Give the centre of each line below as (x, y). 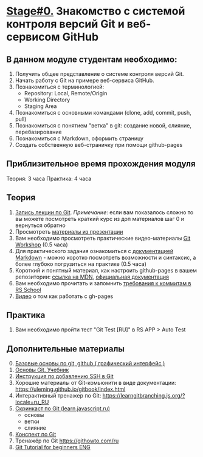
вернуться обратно (40, 225)
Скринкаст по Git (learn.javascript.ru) (63, 408)
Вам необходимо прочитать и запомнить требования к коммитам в (103, 283)
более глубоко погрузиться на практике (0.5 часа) (81, 264)
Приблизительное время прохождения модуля (101, 164)
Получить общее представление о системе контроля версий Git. (99, 74)
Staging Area (40, 106)
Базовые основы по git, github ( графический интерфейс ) (90, 364)
